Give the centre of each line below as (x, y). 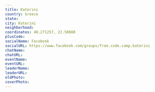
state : (12, 18)
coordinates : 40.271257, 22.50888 (40, 32)
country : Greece (22, 14)
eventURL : (15, 64)
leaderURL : (16, 73)
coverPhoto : (17, 82)
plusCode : (15, 37)
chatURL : (14, 55)
